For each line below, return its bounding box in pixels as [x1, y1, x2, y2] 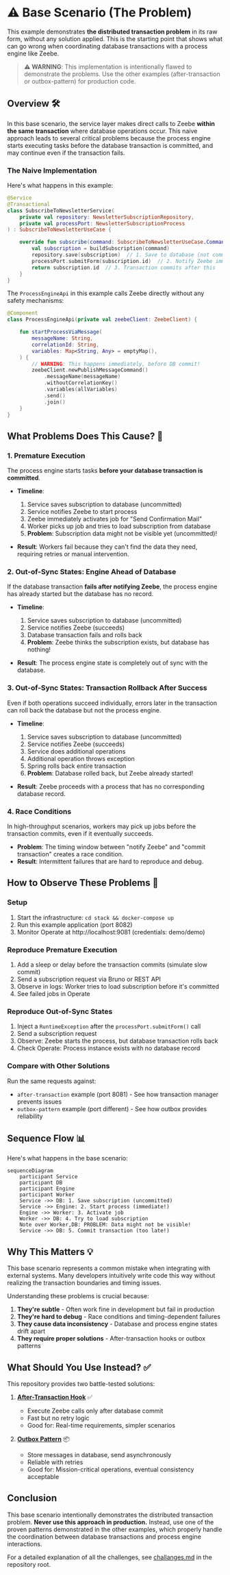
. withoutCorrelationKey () [43, 380, 118, 386]
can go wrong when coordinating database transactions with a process [7, 42, 208, 50]
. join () [43, 399, 66, 406]
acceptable [27, 1473, 60, 1481]
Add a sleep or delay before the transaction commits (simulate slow [16, 960, 207, 969]
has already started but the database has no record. [7, 590, 154, 598]
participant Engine [19, 1185, 75, 1193]
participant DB [19, 1180, 63, 1187]
